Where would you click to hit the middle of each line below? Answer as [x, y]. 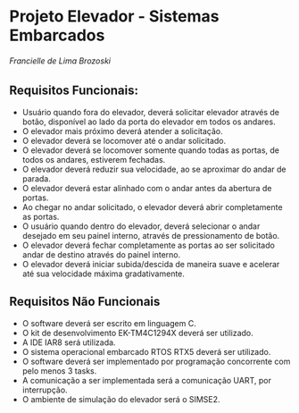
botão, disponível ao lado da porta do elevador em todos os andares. [149, 122]
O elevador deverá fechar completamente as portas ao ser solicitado [148, 245]
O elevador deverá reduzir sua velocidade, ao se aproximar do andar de [154, 169]
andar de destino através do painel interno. [101, 254]
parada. [36, 178]
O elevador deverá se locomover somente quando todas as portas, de [150, 150]
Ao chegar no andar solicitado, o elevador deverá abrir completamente [152, 206]
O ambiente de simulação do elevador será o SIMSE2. [121, 399]
